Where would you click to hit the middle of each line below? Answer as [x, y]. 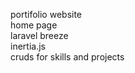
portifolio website [46, 14]
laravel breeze [39, 35]
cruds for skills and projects [67, 57]
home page [34, 25]
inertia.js [28, 46]
